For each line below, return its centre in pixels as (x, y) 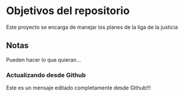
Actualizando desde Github (46, 75)
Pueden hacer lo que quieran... (44, 59)
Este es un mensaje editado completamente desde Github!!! (79, 88)
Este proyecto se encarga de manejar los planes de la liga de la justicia (92, 27)
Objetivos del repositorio (68, 11)
